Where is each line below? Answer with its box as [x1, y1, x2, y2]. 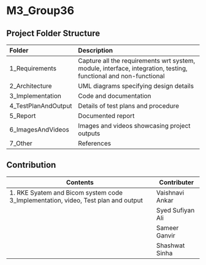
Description [78, 47, 113, 54]
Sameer [156, 223, 179, 232]
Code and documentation [78, 92, 151, 100]
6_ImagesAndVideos [9, 125, 69, 133]
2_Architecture [9, 82, 52, 90]
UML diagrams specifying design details [78, 82, 194, 90]
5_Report [9, 111, 36, 120]
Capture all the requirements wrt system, [78, 56, 196, 65]
